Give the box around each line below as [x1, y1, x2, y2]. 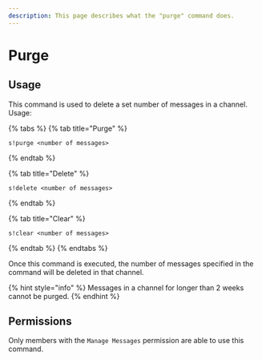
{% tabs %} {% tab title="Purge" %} [8, 123, 128, 133]
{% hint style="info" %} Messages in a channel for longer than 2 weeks [8, 282, 244, 293]
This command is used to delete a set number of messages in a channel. [8, 99, 248, 109]
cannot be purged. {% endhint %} [8, 291, 120, 301]
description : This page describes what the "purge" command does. [8, 11, 235, 20]
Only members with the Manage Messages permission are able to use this [8, 336, 244, 346]
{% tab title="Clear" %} [8, 213, 86, 223]
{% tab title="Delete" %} [8, 168, 90, 178]
